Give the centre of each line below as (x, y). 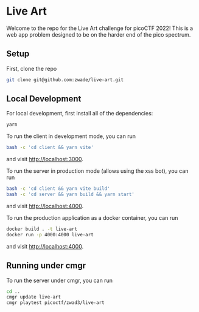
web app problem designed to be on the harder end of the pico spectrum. (99, 34)
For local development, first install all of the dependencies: (80, 114)
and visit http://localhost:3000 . (45, 159)
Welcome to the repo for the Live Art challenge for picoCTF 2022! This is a (100, 28)
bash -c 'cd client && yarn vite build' (58, 189)
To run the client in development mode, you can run (71, 136)
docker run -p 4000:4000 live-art (50, 234)
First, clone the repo (32, 68)
